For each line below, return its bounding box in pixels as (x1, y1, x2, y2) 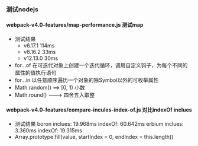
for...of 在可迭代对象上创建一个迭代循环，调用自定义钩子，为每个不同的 (14, 62, 188, 69)
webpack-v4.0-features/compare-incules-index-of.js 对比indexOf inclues (6, 106, 192, 113)
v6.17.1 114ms (23, 42, 55, 49)
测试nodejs (6, 5, 38, 13)
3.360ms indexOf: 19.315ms (14, 127, 83, 134)
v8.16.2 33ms (23, 49, 56, 56)
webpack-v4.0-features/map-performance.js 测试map (6, 21, 144, 28)
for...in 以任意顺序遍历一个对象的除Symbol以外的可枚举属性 (14, 77, 159, 84)
